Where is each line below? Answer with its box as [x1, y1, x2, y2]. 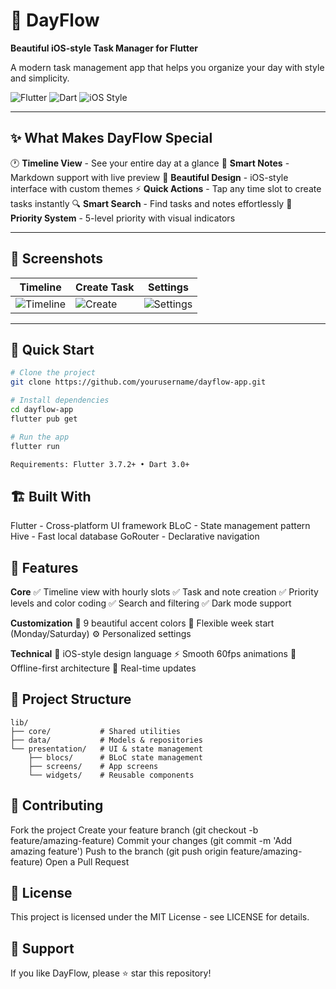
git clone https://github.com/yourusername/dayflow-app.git [10, 377, 267, 388]
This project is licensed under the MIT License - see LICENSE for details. [10, 911, 310, 923]
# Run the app [10, 432, 70, 442]
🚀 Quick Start [10, 341, 95, 358]
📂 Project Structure [10, 691, 132, 708]
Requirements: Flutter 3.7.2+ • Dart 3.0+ [10, 459, 190, 469]
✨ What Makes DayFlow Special [10, 130, 213, 147]
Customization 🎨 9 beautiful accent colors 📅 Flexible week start [10, 617, 275, 629]
